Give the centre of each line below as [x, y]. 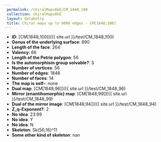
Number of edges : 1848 [36, 73]
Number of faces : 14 [33, 78]
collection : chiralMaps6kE [34, 14]
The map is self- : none [35, 84]
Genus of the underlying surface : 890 [50, 42]
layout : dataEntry [25, 18]
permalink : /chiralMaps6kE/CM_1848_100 [47, 9]
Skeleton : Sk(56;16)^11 [34, 130]
